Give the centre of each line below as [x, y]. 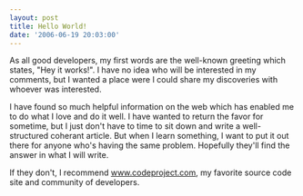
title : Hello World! [49, 26]
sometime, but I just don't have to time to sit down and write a [125, 126]
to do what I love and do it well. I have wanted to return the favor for [136, 117]
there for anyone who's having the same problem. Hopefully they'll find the [150, 145]
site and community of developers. [75, 182]
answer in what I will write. [59, 155]
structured [29, 136]
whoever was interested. [56, 89]
